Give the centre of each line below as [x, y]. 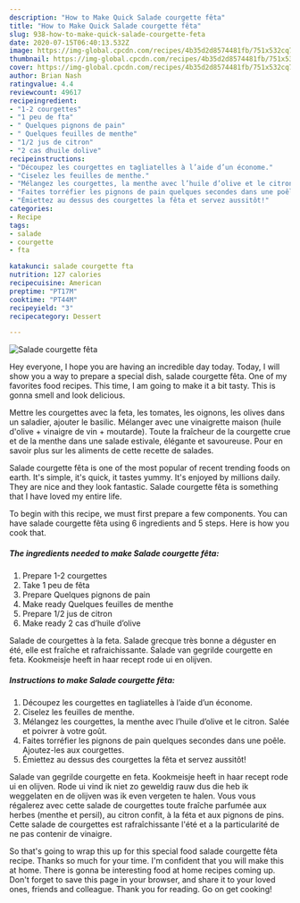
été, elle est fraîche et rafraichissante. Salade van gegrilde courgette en [141, 650]
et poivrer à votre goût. [64, 731]
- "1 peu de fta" [42, 117]
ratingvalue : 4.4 [42, 84]
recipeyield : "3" [42, 308]
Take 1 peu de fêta [56, 586]
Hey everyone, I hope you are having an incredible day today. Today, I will [145, 367]
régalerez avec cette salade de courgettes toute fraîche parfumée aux [138, 806]
